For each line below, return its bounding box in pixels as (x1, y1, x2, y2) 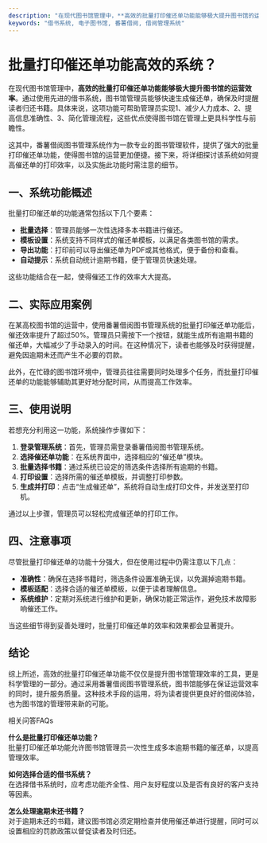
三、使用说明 (8, 403, 72, 416)
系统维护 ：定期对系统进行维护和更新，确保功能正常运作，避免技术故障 (19, 594, 250, 603)
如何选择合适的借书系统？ (8, 769, 92, 779)
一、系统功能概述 (8, 185, 92, 199)
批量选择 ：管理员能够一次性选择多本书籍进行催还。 (19, 225, 188, 235)
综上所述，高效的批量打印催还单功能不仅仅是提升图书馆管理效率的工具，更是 (8, 669, 259, 678)
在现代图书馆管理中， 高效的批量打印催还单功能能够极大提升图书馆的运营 (8, 84, 245, 93)
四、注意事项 (8, 534, 72, 548)
